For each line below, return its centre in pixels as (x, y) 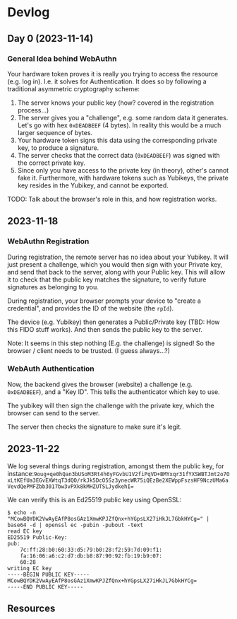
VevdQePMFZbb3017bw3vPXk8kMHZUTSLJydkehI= (71, 486)
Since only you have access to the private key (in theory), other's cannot (123, 170)
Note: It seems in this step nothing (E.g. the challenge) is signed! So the (111, 343)
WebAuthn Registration (48, 241)
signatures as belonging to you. (53, 287)
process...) (33, 110)
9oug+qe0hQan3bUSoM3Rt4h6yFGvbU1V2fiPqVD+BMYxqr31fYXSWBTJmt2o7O (132, 474)
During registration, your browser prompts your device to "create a (104, 301)
